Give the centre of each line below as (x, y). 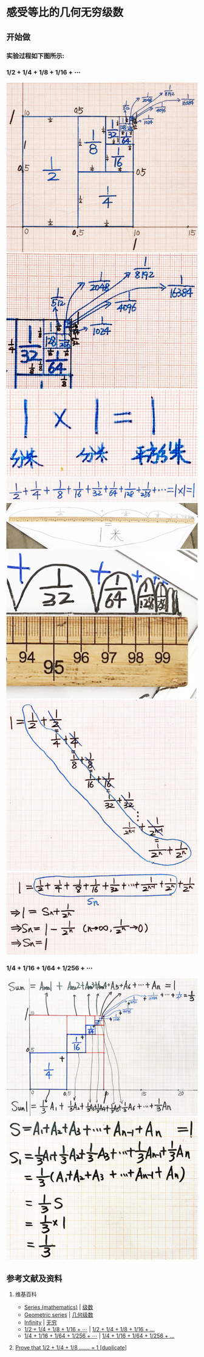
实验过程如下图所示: (36, 55)
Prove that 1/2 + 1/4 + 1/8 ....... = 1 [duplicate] (71, 1348)
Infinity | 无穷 (41, 1323)
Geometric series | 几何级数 (59, 1315)
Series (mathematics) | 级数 (59, 1307)
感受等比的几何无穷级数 (65, 13)
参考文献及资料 (34, 1278)
